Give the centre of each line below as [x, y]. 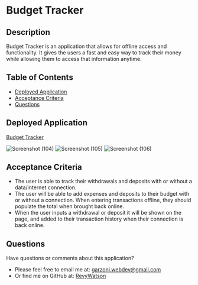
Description [28, 32]
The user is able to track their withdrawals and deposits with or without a [103, 182]
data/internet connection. [46, 187]
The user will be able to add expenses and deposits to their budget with [102, 194]
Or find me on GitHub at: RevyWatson [60, 276]
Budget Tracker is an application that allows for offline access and [87, 46]
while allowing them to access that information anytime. [74, 59]
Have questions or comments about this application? [70, 258]
